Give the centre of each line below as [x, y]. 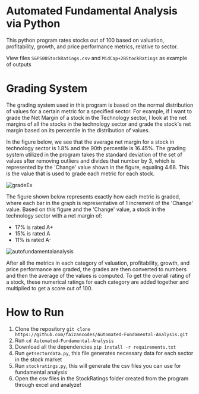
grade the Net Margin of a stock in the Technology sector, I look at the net [97, 117]
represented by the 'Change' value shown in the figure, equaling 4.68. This [98, 167]
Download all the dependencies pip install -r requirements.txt [95, 346]
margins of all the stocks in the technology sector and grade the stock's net [99, 124]
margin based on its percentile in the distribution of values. [78, 130]
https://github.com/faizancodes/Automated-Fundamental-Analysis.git [101, 334]
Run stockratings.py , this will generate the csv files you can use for [98, 365]
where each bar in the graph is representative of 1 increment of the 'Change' [100, 203]
